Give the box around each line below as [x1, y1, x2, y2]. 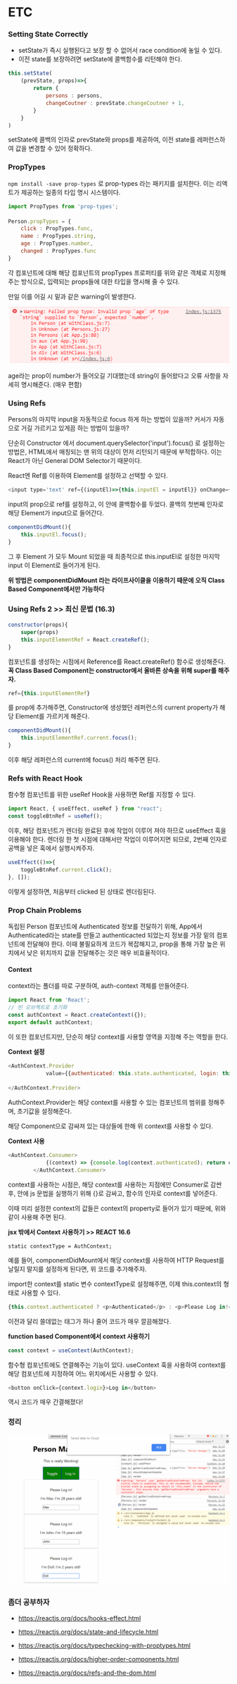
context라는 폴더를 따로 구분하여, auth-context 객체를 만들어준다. [8, 982, 189, 990]
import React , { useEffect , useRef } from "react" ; [8, 805, 162, 813]
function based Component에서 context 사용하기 [8, 1331, 150, 1341]
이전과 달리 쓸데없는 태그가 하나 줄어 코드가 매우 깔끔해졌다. [8, 1317, 172, 1325]
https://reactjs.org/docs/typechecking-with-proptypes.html [18, 1641, 191, 1650]
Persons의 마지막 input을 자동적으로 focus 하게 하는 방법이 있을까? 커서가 [8, 415, 212, 424]
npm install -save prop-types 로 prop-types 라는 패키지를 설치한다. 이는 [8, 179, 215, 187]
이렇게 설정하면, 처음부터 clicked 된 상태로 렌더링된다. [8, 887, 157, 896]
